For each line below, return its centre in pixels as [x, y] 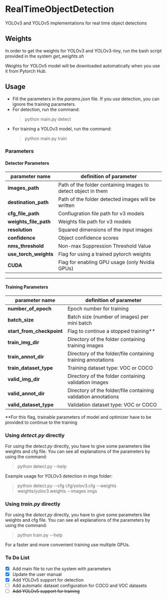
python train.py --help [40, 535]
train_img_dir [24, 342]
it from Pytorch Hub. [26, 71]
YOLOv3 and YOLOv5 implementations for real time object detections [76, 23]
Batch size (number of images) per [108, 316]
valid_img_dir [24, 379]
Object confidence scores [88, 238]
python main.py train [46, 138]
